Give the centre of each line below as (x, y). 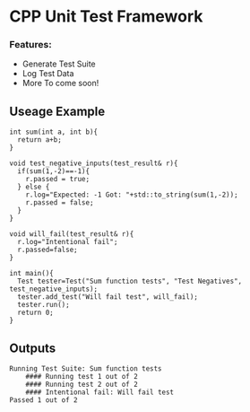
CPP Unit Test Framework (106, 17)
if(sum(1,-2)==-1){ (54, 171)
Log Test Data (48, 74)
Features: (30, 45)
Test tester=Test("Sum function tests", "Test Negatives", (130, 281)
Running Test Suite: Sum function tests (86, 369)
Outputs (33, 348)
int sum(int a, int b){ (54, 132)
